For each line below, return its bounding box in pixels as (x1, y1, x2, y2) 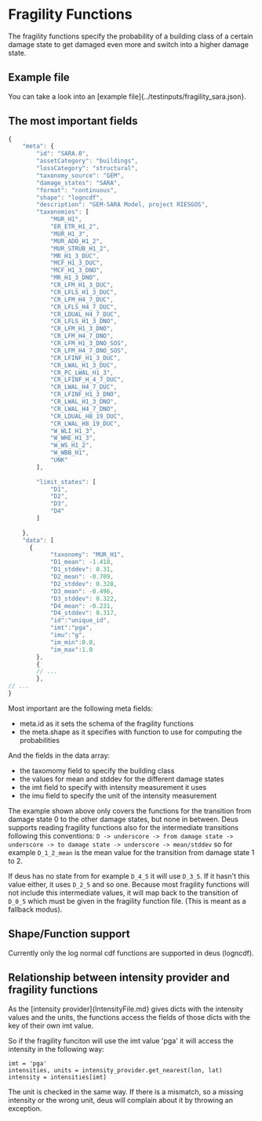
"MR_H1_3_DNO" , (49, 274, 100, 282)
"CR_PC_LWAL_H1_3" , (49, 369, 114, 377)
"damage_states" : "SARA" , (36, 179, 122, 187)
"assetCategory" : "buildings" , (36, 157, 139, 166)
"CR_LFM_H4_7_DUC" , (49, 296, 114, 304)
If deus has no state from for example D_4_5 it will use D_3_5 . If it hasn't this (8, 871, 250, 880)
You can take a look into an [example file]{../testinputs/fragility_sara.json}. (8, 92, 247, 101)
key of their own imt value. (8, 1021, 94, 1030)
